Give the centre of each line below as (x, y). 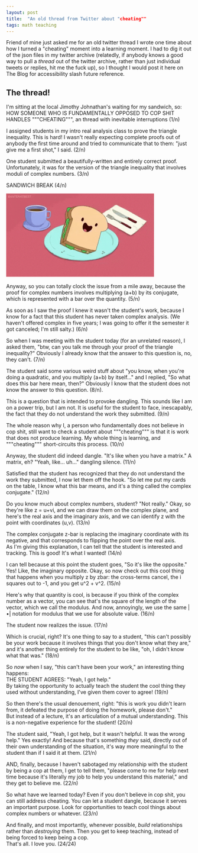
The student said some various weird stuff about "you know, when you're (95, 371)
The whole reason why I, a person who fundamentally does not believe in (95, 426)
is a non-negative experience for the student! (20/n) (69, 723)
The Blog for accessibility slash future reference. (66, 74)
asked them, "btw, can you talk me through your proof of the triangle (90, 347)
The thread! (28, 93)
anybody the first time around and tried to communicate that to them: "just (97, 144)
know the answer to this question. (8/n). (55, 390)
